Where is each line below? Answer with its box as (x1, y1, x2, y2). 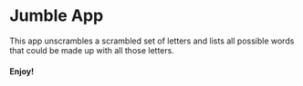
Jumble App (9, 5, 104, 26)
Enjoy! (9, 65, 35, 77)
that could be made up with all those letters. (9, 44, 175, 55)
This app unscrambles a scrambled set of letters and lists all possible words (9, 35, 295, 46)
